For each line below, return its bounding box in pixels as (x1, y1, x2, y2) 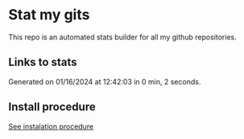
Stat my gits (8, 6, 90, 24)
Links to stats (8, 55, 77, 69)
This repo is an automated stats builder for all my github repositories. (8, 32, 237, 42)
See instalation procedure (8, 121, 94, 131)
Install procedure (8, 100, 96, 114)
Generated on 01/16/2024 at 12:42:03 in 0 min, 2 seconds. (8, 76, 201, 86)
